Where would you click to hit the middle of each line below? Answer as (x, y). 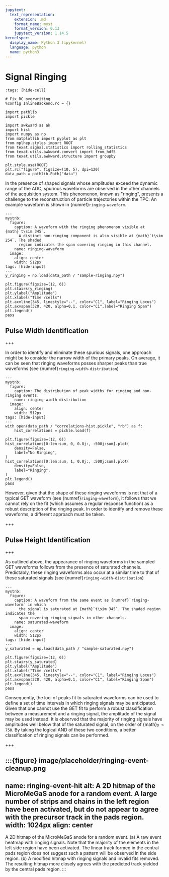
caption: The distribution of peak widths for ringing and (77, 391)
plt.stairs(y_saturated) (31, 662)
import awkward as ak (28, 126)
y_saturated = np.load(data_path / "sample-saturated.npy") (70, 649)
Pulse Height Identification (48, 540)
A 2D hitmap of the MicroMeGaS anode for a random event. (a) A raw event (83, 837)
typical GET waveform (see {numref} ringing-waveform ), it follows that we (81, 498)
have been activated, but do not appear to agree (82, 809)
